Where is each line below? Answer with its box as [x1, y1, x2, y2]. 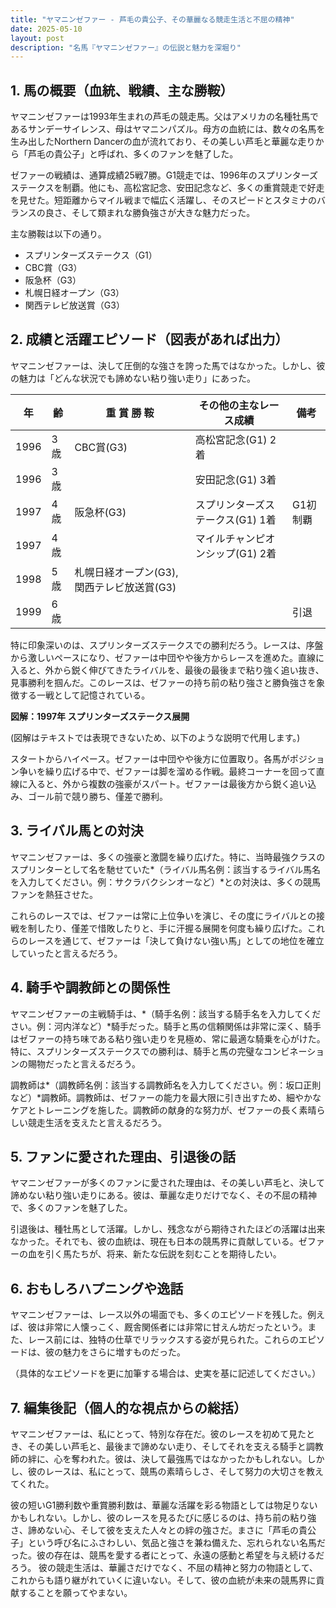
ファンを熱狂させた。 [10, 888, 98, 900]
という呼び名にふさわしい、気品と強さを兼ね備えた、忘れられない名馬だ [27, 1536, 326, 1548]
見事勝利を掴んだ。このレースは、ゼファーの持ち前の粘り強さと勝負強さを [10, 676, 317, 688]
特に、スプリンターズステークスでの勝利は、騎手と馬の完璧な [10, 1045, 264, 1057]
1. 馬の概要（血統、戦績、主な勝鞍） [10, 82, 234, 99]
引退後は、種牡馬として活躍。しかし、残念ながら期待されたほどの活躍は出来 [10, 1223, 326, 1235]
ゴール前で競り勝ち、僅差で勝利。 [27, 790, 168, 802]
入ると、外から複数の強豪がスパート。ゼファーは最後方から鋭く [27, 777, 291, 790]
